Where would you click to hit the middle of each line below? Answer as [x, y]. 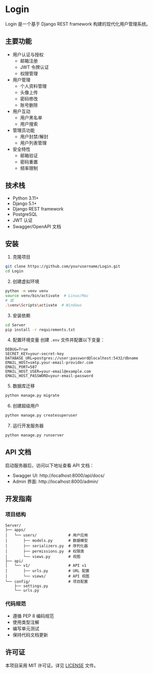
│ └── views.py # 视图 [43, 556]
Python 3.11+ [26, 198]
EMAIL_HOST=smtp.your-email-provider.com [49, 363]
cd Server [16, 325]
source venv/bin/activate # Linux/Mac [47, 296]
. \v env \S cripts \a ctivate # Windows [44, 305]
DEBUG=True [17, 349]
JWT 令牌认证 [34, 67]
